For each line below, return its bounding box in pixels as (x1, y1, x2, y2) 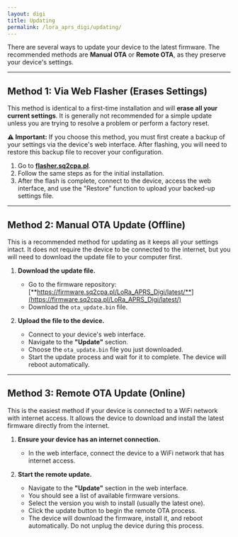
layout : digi (7, 10, 46, 18)
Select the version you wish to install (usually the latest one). (28, 499, 205, 507)
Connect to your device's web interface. (28, 330, 146, 339)
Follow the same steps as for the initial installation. (17, 169, 165, 178)
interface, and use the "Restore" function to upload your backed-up (17, 184, 215, 193)
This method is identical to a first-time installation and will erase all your (7, 104, 218, 113)
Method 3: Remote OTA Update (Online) (7, 388, 186, 400)
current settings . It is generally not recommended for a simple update (7, 111, 212, 120)
